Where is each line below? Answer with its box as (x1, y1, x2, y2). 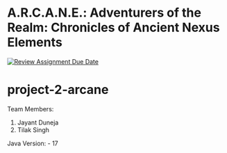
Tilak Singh (17, 125, 50, 134)
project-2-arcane (7, 82, 109, 98)
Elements (7, 35, 62, 50)
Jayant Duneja (17, 118, 59, 127)
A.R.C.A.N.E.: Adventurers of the (7, 5, 201, 21)
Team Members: (7, 104, 54, 113)
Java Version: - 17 (7, 139, 59, 147)
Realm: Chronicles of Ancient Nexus (7, 19, 220, 35)
